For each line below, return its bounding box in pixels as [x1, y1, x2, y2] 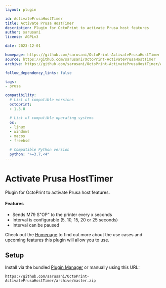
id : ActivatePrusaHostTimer [5, 16, 63, 21]
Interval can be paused [12, 222, 59, 228]
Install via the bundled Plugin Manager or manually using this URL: [5, 264, 140, 270]
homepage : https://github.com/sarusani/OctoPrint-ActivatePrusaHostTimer [5, 52, 161, 57]
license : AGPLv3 [5, 35, 39, 39]
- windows [9, 129, 30, 134]
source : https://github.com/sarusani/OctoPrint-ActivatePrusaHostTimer [5, 57, 156, 62]
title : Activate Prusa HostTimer [5, 21, 74, 26]
